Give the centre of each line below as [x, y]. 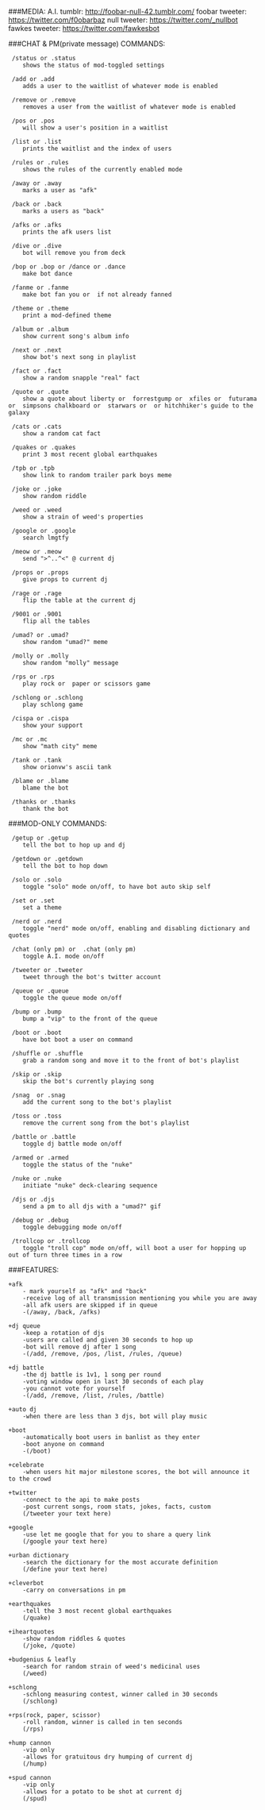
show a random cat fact [62, 434]
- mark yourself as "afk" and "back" [85, 1291]
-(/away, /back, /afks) [62, 1312]
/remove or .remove [44, 100]
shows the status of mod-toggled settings [94, 65]
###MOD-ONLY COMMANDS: [58, 824]
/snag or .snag [38, 1095]
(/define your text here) [65, 1569]
